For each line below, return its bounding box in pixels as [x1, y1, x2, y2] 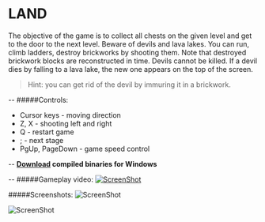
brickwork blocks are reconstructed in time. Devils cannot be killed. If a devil [8, 56, 258, 66]
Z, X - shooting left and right [19, 119, 112, 128]
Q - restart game [19, 127, 74, 137]
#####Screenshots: [8, 190, 74, 199]
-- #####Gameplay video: [8, 175, 93, 184]
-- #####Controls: [8, 95, 69, 104]
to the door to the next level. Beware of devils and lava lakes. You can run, [8, 39, 249, 48]
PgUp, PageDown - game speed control [19, 144, 150, 153]
